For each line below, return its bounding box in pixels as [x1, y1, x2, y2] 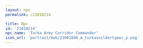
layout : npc [5, 7, 30, 13]
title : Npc [5, 21, 28, 26]
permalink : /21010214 [5, 12, 51, 17]
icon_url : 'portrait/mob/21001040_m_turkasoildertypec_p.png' [5, 35, 139, 40]
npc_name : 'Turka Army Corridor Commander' [5, 31, 99, 36]
